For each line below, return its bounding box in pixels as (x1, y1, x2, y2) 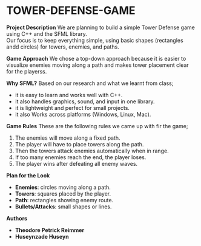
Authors (6, 214, 28, 222)
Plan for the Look (6, 171, 50, 179)
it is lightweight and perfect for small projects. (15, 104, 130, 111)
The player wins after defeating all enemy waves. (15, 160, 138, 167)
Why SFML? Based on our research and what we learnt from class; (6, 80, 174, 87)
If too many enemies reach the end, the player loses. (15, 153, 147, 161)
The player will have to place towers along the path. (15, 140, 144, 148)
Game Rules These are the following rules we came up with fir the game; (6, 122, 188, 129)
